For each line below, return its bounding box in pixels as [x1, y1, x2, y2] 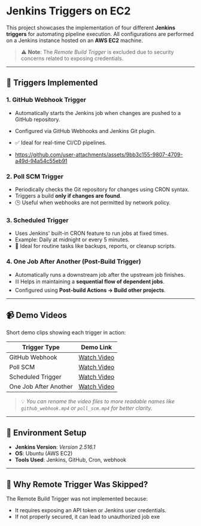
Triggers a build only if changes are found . [14, 192, 121, 199]
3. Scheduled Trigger [6, 216, 69, 224]
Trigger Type [22, 343, 60, 352]
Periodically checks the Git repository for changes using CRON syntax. [14, 186, 190, 193]
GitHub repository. [14, 116, 60, 123]
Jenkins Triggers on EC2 [6, 4, 131, 18]
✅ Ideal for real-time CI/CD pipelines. [14, 139, 106, 146]
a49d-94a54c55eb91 [14, 157, 68, 164]
